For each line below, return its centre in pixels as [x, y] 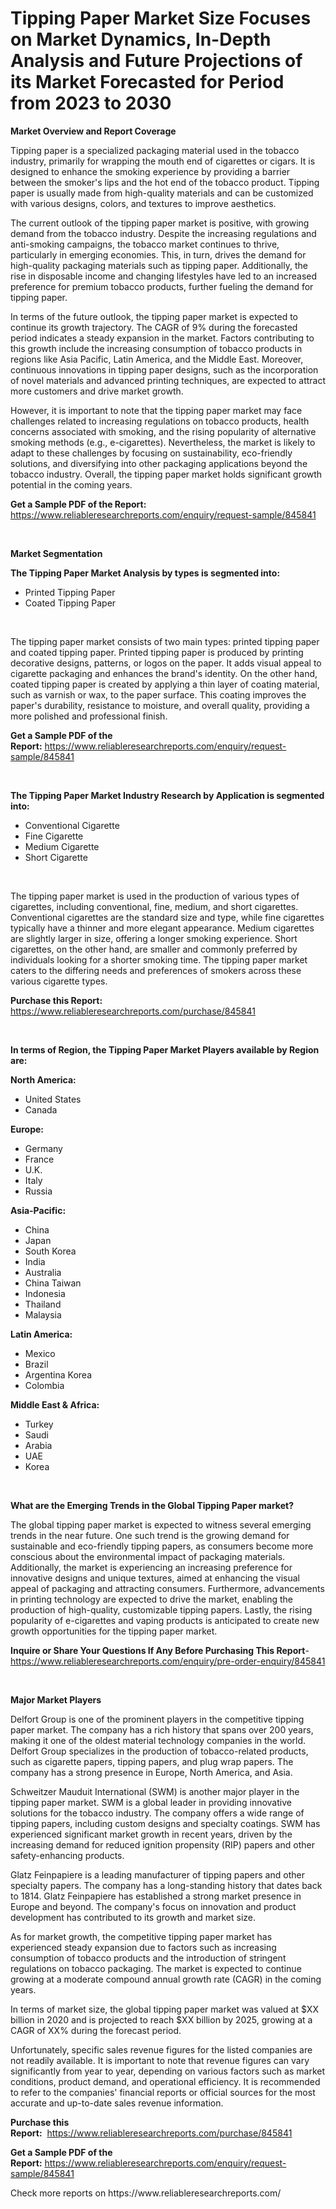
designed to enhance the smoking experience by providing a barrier [150, 171]
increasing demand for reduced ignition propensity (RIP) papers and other [162, 1844]
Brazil [36, 1364]
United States [53, 1099]
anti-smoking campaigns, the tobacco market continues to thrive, [145, 244]
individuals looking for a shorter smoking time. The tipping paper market [159, 959]
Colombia [44, 1385]
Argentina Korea [58, 1374]
